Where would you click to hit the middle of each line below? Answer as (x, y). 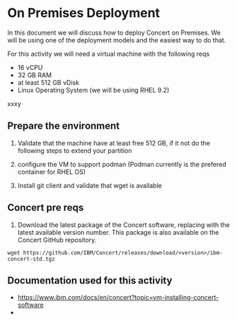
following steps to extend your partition (75, 151)
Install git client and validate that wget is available (90, 185)
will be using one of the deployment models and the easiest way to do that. (117, 40)
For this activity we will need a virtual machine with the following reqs (109, 54)
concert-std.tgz (31, 259)
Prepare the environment (64, 126)
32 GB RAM (34, 75)
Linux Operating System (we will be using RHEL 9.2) (93, 90)
